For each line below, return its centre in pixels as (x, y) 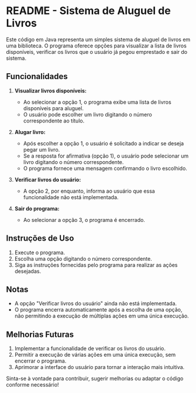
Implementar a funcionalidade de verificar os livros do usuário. (90, 348)
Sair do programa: (37, 209)
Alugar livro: (30, 132)
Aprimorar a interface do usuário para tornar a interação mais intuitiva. (99, 367)
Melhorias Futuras (40, 334)
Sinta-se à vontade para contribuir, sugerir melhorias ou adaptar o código (95, 378)
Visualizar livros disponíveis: (50, 90)
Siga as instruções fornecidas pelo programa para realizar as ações (96, 265)
